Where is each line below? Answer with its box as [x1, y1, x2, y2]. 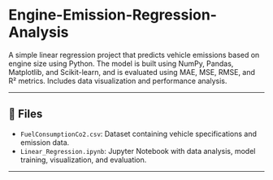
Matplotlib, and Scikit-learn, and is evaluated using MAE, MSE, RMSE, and [8, 67, 256, 77]
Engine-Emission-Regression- [8, 6, 218, 24]
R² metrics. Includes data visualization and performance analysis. [8, 76, 227, 86]
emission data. [19, 137, 70, 147]
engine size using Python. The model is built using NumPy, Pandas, [8, 59, 234, 68]
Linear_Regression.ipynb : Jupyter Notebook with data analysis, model [19, 146, 256, 156]
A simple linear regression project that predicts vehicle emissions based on [8, 50, 260, 59]
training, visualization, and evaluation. [19, 155, 147, 165]
